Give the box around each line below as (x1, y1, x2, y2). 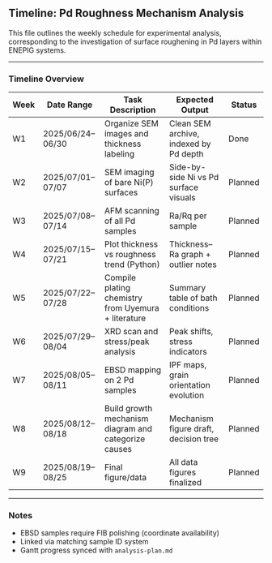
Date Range (47, 99, 93, 110)
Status (231, 99, 257, 110)
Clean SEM (168, 118, 211, 129)
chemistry (104, 292, 143, 303)
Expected (176, 94, 214, 105)
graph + (181, 249, 211, 260)
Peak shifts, (168, 326, 214, 337)
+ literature (104, 312, 147, 324)
